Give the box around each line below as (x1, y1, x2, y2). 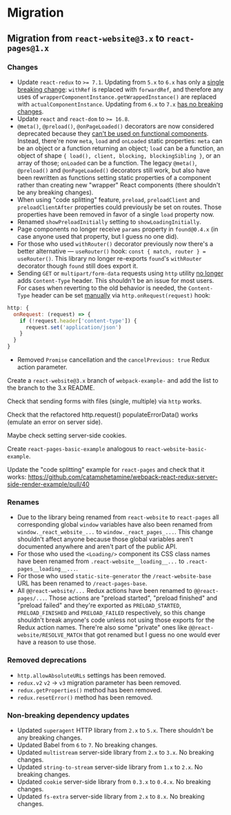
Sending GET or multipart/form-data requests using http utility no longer (17, 268, 224, 277)
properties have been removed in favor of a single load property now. (17, 210, 215, 219)
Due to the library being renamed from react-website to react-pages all (17, 513, 219, 522)
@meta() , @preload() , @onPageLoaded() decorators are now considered (17, 122, 214, 130)
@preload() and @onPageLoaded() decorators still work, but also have (17, 166, 210, 174)
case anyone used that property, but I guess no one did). (17, 232, 179, 240)
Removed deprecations (7, 655, 87, 665)
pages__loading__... (17, 566, 77, 573)
